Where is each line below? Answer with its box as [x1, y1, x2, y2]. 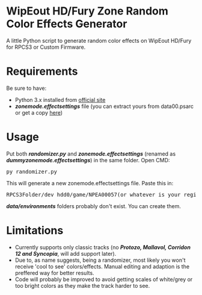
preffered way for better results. [14, 269, 94, 276]
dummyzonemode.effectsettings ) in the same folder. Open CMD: [6, 156, 170, 163]
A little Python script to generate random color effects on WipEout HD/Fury [6, 37, 192, 44]
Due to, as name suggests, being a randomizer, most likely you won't [14, 256, 186, 264]
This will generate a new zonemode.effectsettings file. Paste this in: [6, 179, 174, 186]
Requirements [6, 65, 78, 78]
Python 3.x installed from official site [14, 96, 106, 103]
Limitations [6, 224, 64, 237]
